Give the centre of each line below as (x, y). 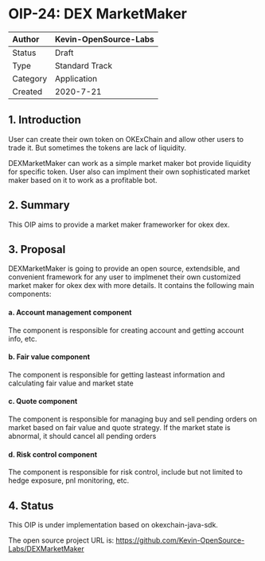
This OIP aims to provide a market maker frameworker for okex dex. (119, 224)
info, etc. (23, 338)
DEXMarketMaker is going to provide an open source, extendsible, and (124, 269)
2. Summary (39, 205)
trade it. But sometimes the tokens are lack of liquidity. (97, 148)
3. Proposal (37, 249)
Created (27, 91)
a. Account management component (70, 312)
